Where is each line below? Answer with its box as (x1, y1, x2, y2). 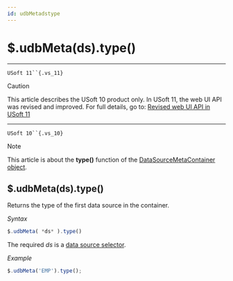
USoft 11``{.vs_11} (7, 69, 64, 76)
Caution (7, 81, 30, 90)
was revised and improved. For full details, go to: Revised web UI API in (7, 102, 210, 111)
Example (7, 254, 33, 262)
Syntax (7, 214, 28, 223)
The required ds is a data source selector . (7, 241, 126, 249)
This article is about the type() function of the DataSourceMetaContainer (7, 155, 216, 164)
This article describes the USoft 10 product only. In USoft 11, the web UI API (7, 95, 222, 103)
